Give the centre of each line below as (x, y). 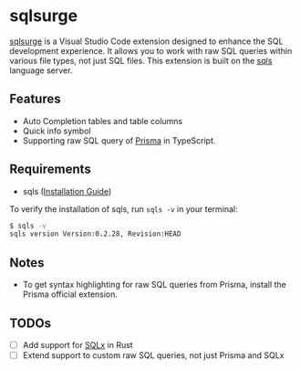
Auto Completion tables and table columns (103, 121)
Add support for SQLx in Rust (78, 344)
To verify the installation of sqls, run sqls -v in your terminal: (124, 209)
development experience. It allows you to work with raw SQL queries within (151, 50)
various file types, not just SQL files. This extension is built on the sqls (141, 60)
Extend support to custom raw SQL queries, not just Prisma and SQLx (153, 355)
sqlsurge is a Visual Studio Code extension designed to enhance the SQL (146, 41)
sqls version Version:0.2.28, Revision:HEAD (95, 234)
